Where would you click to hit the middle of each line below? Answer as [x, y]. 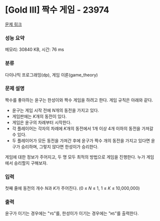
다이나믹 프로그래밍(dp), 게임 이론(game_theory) [51, 75]
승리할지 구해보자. [31, 163]
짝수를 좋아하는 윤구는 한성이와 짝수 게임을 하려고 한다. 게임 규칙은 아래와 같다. [79, 100]
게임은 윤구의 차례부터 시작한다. [42, 122]
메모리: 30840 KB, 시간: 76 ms [35, 49]
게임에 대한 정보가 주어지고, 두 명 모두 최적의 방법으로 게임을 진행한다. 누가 [75, 157]
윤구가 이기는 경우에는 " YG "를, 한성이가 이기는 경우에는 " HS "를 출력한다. [72, 213]
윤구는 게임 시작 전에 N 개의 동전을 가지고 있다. [55, 110]
